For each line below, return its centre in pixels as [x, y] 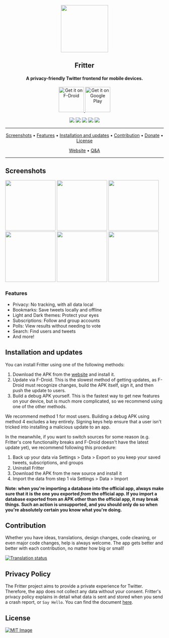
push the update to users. [39, 390]
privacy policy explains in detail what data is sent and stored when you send [84, 597]
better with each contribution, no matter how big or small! [65, 548]
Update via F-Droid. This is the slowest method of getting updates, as [84, 379]
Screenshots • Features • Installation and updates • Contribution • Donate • [84, 135]
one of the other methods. [39, 406]
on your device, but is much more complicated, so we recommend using [87, 401]
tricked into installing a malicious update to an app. [58, 427]
